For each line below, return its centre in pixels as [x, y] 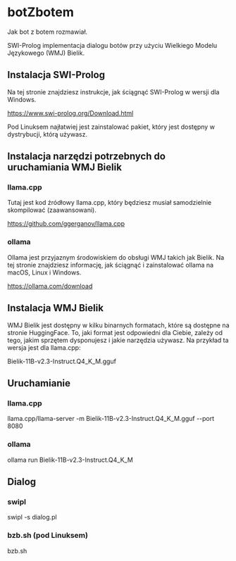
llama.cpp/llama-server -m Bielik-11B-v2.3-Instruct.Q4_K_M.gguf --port [111, 419]
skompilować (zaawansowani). [52, 210]
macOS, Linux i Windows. [44, 272]
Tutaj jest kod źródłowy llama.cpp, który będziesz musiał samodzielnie [110, 203]
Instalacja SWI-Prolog [56, 75]
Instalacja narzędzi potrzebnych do [86, 157]
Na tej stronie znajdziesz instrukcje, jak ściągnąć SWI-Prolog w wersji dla [113, 92]
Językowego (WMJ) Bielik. [46, 53]
